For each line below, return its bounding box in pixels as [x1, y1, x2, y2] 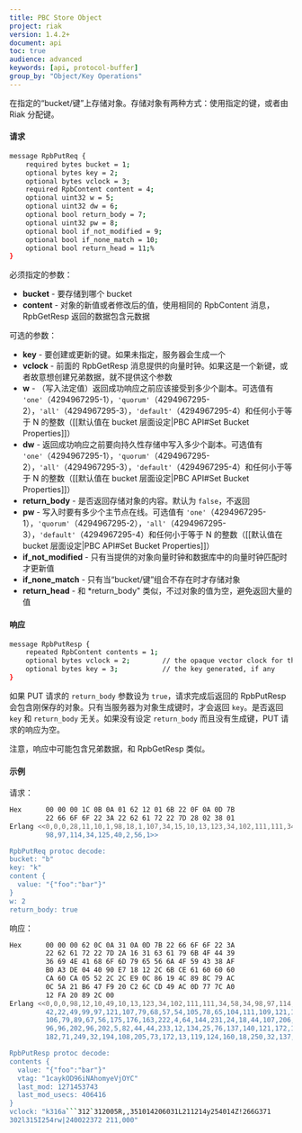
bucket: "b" [9, 855, 54, 864]
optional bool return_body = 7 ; [25, 211, 147, 220]
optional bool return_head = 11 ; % [25, 244, 155, 253]
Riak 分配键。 [9, 109, 59, 120]
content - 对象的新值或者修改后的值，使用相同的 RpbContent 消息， [22, 300, 275, 310]
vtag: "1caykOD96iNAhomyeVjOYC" [17, 1074, 139, 1083]
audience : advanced [9, 55, 83, 64]
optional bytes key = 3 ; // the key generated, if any [25, 665, 276, 674]
